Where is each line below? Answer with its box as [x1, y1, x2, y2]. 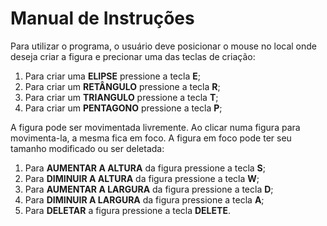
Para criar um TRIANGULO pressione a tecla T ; [24, 91, 219, 103]
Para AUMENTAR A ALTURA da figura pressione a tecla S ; [24, 162, 267, 174]
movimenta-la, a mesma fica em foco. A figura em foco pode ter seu [10, 132, 292, 144]
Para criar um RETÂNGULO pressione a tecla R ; [24, 80, 221, 92]
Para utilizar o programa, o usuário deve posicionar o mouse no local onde [10, 40, 318, 52]
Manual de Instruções [10, 7, 195, 30]
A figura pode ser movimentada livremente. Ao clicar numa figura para [10, 121, 301, 133]
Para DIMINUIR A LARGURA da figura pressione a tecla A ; [24, 193, 265, 206]
